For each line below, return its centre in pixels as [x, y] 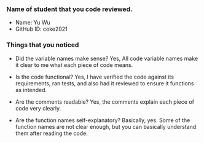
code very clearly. [38, 108]
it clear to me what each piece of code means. [74, 65]
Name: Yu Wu [33, 23]
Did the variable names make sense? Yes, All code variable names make [107, 58]
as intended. [31, 90]
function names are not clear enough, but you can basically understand [106, 126]
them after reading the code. [51, 133]
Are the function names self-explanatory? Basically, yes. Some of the [103, 120]
